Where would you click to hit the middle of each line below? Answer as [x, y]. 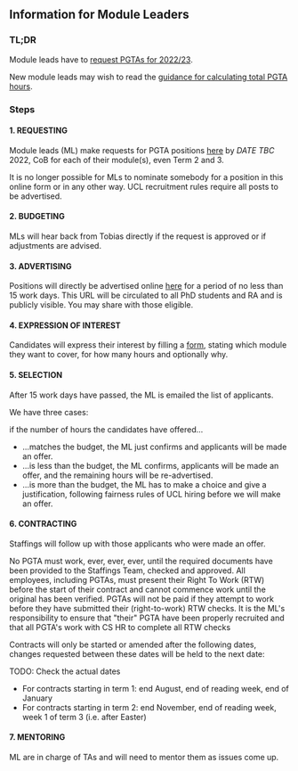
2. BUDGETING [37, 217]
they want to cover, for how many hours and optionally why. [119, 355]
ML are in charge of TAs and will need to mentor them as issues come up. [144, 758]
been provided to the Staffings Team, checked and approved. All [128, 570]
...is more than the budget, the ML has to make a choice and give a [144, 484]
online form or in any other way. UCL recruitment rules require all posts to [144, 186]
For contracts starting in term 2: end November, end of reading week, [149, 707]
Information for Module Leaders [99, 15]
